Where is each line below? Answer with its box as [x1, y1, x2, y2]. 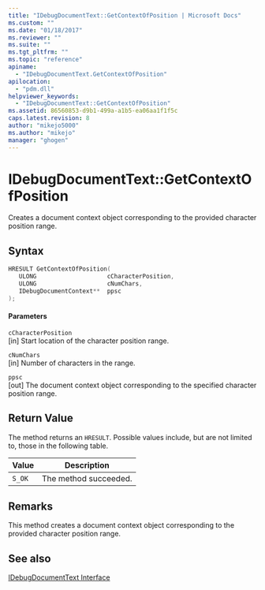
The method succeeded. [42, 472, 132, 484]
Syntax [8, 244, 44, 257]
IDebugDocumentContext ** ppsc [18, 287, 122, 295]
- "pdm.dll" [15, 84, 55, 93]
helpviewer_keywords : [8, 92, 80, 100]
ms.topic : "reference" [8, 56, 83, 64]
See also [8, 551, 51, 565]
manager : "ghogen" [8, 136, 69, 144]
